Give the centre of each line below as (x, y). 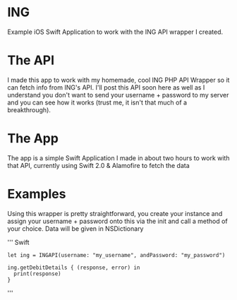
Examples (37, 194)
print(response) (37, 274)
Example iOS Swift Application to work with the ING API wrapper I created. (115, 32)
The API (31, 60)
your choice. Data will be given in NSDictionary (75, 228)
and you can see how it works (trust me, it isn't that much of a (97, 102)
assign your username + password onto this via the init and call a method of (117, 221)
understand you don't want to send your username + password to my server (118, 95)
